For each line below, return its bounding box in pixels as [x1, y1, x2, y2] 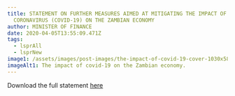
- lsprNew [13, 49, 42, 56]
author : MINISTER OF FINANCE [7, 23, 92, 30]
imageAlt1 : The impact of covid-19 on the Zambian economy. [7, 62, 187, 69]
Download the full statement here [7, 81, 104, 89]
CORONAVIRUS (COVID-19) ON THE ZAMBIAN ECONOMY [13, 17, 155, 24]
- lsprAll [13, 42, 42, 49]
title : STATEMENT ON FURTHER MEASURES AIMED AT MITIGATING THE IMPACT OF [7, 10, 227, 17]
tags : [7, 36, 23, 43]
